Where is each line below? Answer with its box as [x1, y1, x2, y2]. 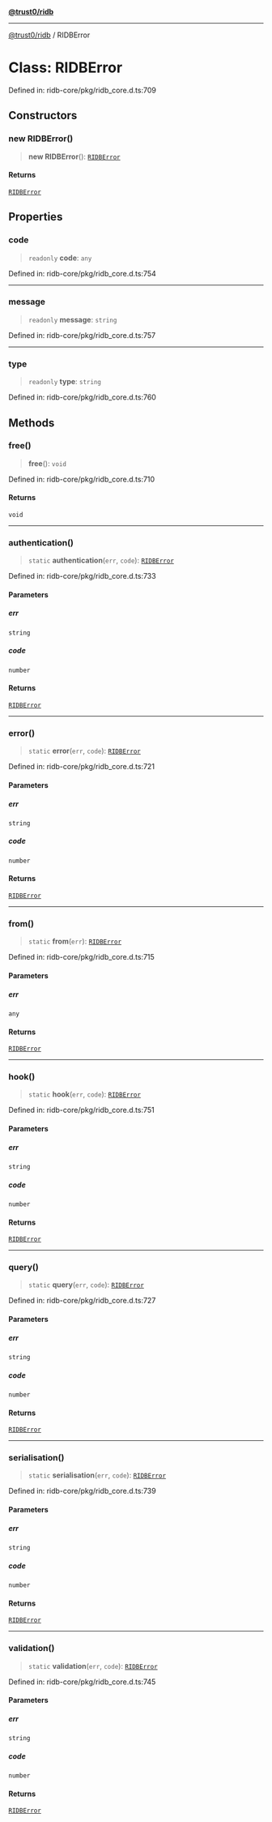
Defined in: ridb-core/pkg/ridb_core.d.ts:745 [8, 1677, 156, 1687]
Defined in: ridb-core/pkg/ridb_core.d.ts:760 [8, 392, 156, 402]
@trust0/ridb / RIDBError [8, 30, 91, 40]
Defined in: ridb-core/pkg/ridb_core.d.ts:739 [8, 1486, 156, 1496]
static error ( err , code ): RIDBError [28, 746, 142, 756]
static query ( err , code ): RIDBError [28, 1280, 144, 1290]
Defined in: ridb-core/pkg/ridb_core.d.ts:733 [8, 571, 156, 581]
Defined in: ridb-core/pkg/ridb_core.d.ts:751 [8, 1106, 155, 1115]
